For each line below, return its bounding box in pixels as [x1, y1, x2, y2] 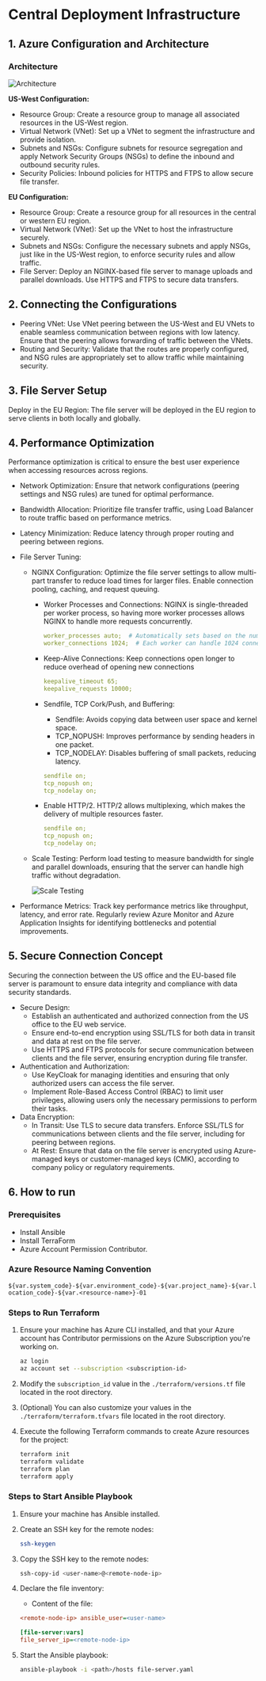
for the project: [19, 1435, 69, 1444]
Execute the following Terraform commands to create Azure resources [19, 1426, 249, 1435]
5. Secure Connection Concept [8, 949, 164, 963]
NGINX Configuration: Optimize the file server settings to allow [31, 568, 236, 577]
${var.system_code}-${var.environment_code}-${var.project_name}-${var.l [8, 1282, 257, 1290]
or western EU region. [19, 215, 92, 225]
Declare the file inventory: [19, 1584, 104, 1593]
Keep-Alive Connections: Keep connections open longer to [43, 654, 235, 663]
